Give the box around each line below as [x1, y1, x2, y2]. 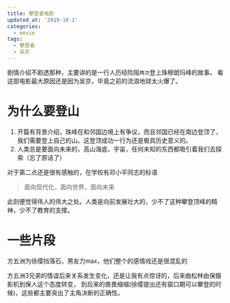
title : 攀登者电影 [7, 10, 55, 17]
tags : [7, 36, 23, 43]
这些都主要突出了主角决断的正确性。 [21, 289, 124, 297]
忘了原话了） [29, 153, 66, 162]
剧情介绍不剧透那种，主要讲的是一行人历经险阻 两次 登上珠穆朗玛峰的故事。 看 [7, 68, 224, 76]
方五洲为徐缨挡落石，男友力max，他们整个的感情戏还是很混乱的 [7, 256, 187, 265]
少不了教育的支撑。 [19, 206, 73, 214]
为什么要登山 [7, 104, 80, 119]
